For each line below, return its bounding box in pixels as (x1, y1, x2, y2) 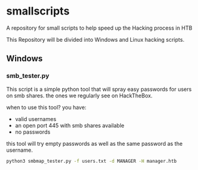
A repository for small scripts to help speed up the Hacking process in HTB (6, 24, 193, 31)
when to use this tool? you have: (6, 103, 86, 111)
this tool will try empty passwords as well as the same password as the (6, 140, 183, 147)
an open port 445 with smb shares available (14, 122, 125, 129)
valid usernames (14, 115, 57, 122)
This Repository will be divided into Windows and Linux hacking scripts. (6, 36, 185, 43)
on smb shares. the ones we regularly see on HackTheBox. (6, 92, 153, 99)
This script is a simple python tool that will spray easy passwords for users (6, 85, 192, 93)
